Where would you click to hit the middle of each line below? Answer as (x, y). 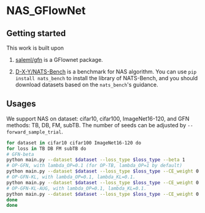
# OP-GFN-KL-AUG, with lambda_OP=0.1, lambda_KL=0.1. (77, 188)
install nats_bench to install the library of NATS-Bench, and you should (106, 78)
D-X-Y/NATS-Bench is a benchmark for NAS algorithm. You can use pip (106, 72)
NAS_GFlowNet (46, 11)
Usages (21, 104)
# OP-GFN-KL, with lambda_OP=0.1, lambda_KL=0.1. (71, 177)
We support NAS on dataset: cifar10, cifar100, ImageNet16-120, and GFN (98, 118)
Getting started (36, 33)
